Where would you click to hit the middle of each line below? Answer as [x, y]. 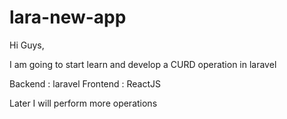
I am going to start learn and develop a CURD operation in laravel [143, 64]
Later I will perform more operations [83, 103]
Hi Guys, [27, 45]
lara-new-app [68, 17]
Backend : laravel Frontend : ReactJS [85, 83]
